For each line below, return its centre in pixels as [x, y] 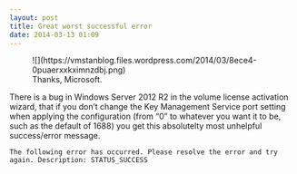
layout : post [34, 18]
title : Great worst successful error [81, 26]
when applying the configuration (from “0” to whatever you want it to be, [145, 116]
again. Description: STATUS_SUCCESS [79, 160]
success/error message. [55, 136]
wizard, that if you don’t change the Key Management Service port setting [148, 107]
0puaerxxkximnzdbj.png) [79, 70]
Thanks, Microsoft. [67, 80]
